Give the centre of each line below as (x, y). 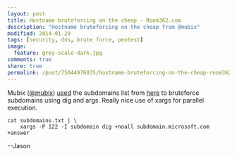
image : (17, 46)
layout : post (26, 14)
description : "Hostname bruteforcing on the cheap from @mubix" (104, 27)
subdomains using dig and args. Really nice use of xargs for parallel (106, 100)
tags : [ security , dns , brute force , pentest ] (75, 40)
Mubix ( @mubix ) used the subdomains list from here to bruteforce (103, 93)
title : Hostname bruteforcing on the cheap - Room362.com (94, 20)
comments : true (30, 60)
